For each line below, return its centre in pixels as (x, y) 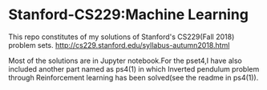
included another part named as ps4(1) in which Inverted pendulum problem (134, 68)
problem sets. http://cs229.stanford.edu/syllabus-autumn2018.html (119, 45)
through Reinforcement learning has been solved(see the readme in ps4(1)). (133, 77)
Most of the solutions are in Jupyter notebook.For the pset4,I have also (125, 61)
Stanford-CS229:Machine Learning (128, 15)
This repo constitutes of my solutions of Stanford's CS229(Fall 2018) (121, 37)
